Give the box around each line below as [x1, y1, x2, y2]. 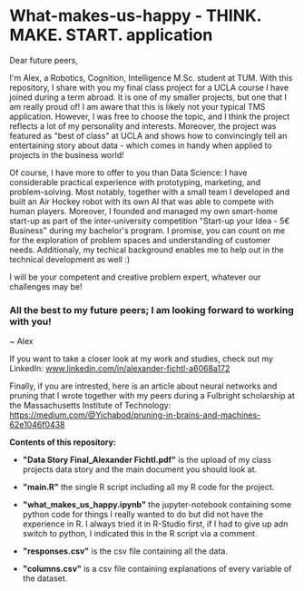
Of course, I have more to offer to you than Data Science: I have [9, 167, 248, 178]
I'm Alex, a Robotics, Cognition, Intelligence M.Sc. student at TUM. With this [9, 72, 293, 83]
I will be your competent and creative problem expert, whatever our [9, 271, 261, 282]
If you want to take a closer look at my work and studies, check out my [9, 353, 274, 364]
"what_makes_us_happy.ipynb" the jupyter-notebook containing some [22, 499, 292, 510]
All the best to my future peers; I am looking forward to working [9, 303, 295, 316]
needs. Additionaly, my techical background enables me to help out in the [9, 244, 284, 255]
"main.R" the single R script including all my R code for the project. [22, 482, 275, 493]
